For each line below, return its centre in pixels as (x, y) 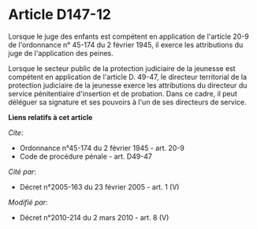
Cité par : (22, 171)
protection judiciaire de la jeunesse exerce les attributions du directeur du (128, 85)
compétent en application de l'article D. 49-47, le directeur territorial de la (127, 77)
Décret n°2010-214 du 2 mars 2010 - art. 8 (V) (94, 217)
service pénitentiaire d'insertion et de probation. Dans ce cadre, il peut (123, 93)
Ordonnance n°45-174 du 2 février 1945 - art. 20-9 (102, 148)
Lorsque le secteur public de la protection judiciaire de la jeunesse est (122, 68)
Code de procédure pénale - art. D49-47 (86, 156)
